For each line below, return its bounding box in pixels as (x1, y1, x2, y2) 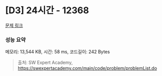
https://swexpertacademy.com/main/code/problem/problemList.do (17, 65, 157, 71)
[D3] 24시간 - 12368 (5, 5, 90, 16)
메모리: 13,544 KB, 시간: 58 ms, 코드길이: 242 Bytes (5, 49, 110, 55)
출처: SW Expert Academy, (17, 59, 73, 66)
